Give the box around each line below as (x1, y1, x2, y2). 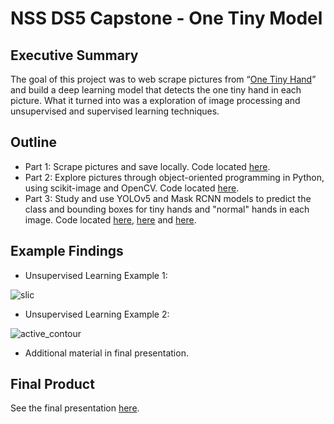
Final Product (10, 376, 95, 393)
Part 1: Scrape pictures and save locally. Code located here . (24, 160, 271, 172)
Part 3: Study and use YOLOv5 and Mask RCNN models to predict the (24, 192, 312, 204)
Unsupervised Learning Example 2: (24, 308, 170, 320)
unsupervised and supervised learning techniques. (10, 105, 220, 117)
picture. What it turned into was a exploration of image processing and (10, 95, 301, 106)
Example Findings (10, 243, 124, 260)
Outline (10, 134, 57, 151)
